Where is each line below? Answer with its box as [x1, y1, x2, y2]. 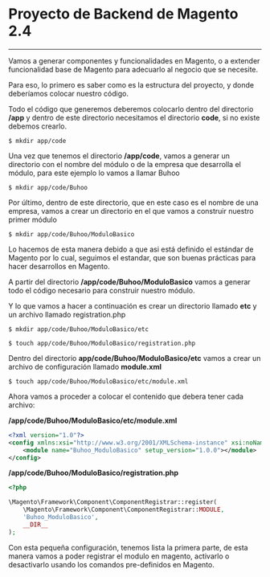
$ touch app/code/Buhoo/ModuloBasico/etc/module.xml [8, 377, 189, 386]
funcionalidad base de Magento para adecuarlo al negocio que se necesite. [8, 64, 259, 74]
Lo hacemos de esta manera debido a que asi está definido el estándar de [8, 244, 254, 254]
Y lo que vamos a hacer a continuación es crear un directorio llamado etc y [8, 301, 257, 310]
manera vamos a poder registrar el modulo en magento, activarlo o [8, 551, 230, 561]
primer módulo [8, 215, 58, 224]
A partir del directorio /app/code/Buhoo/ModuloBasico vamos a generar [8, 276, 251, 286]
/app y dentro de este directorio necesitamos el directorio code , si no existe [8, 113, 260, 122]
